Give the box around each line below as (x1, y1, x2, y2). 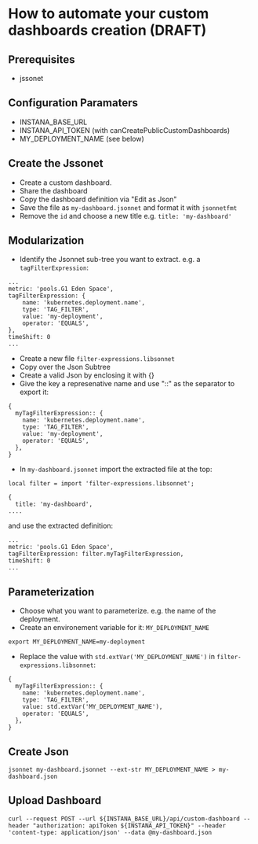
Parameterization (8, 585, 95, 599)
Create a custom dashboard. (19, 178, 112, 187)
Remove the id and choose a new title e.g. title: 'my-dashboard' (19, 211, 232, 220)
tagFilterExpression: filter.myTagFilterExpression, (8, 550, 184, 558)
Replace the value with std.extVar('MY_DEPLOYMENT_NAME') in (19, 652, 216, 662)
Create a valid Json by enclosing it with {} (19, 370, 154, 380)
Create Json (8, 745, 69, 758)
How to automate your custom (8, 5, 209, 23)
